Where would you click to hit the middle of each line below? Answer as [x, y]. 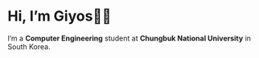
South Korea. [29, 46]
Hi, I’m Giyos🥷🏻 [60, 16]
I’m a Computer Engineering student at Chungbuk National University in [129, 38]
